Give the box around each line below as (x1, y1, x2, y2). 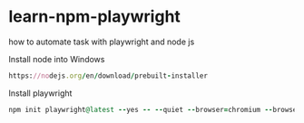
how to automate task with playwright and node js (8, 36, 195, 47)
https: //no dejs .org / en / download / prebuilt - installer (8, 71, 208, 80)
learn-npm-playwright (8, 6, 181, 27)
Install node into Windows (8, 53, 105, 64)
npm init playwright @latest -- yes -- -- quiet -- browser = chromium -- (8, 105, 273, 114)
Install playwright (8, 88, 73, 99)
